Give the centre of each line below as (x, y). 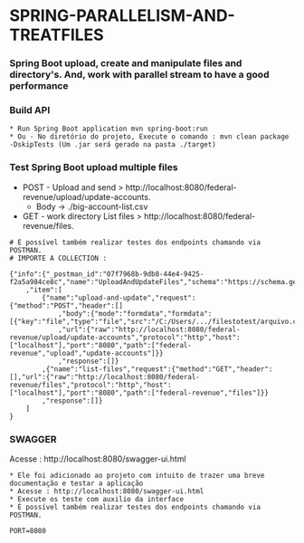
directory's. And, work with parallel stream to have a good (139, 75)
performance (39, 86)
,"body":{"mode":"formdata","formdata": (135, 313)
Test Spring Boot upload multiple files (94, 167)
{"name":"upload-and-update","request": (119, 298)
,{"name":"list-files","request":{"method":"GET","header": (157, 369)
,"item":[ (44, 290)
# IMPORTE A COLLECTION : (58, 258)
